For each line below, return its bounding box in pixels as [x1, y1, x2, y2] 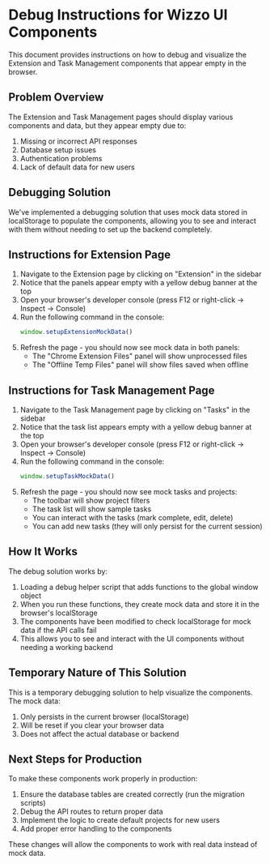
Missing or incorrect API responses [19, 136, 137, 146]
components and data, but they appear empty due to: [8, 120, 187, 130]
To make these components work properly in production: [8, 774, 198, 784]
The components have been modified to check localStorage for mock [19, 616, 252, 626]
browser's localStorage [19, 608, 99, 618]
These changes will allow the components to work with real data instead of [8, 840, 258, 849]
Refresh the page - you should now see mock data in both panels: [19, 343, 240, 353]
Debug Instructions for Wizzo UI [8, 6, 228, 24]
